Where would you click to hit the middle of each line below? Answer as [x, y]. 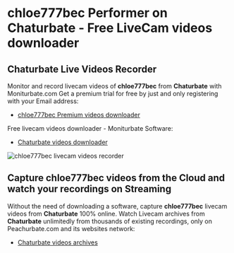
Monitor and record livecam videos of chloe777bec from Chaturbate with [115, 86]
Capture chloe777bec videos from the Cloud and [116, 178]
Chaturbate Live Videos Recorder [82, 69]
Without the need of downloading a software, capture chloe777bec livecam [117, 206]
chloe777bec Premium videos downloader [79, 115]
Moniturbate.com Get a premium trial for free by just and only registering [113, 94]
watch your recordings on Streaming [89, 189]
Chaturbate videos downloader [62, 142]
